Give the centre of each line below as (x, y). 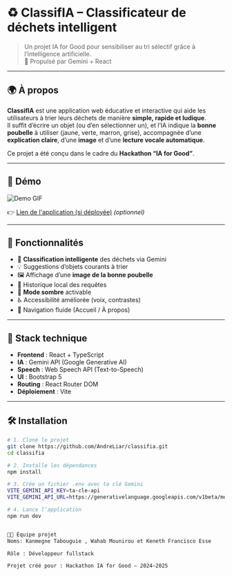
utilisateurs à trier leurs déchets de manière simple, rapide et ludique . (107, 118)
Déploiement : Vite (44, 391)
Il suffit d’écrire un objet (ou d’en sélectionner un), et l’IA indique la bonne (112, 125)
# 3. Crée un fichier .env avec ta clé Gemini (75, 484)
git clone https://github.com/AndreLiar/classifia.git (88, 446)
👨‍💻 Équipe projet (32, 535)
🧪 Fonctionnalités (46, 242)
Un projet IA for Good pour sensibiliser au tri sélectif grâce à (109, 46)
